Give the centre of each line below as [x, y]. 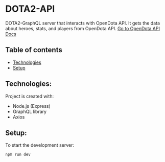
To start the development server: [40, 145]
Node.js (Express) [32, 106]
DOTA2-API [30, 9]
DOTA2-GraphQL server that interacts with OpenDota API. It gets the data [82, 23]
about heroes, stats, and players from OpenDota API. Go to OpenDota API [82, 28]
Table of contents [34, 50]
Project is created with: [30, 96]
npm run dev [18, 155]
